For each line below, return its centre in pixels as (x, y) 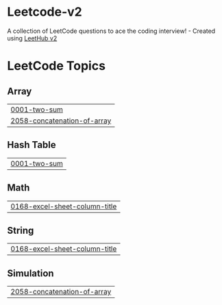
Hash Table (32, 145)
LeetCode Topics (57, 66)
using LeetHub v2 (32, 38)
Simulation (30, 273)
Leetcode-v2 (45, 12)
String (21, 230)
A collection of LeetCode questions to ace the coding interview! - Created (111, 31)
